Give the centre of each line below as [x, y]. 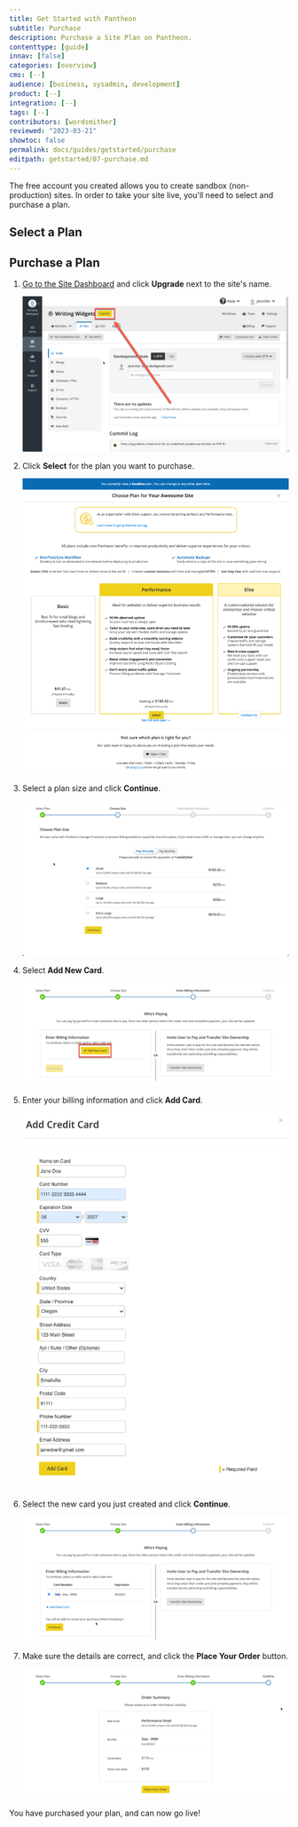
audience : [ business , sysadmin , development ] [94, 84]
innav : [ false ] [37, 56]
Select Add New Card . [63, 970]
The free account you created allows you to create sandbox [118, 186]
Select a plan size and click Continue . [91, 788]
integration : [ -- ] [43, 103]
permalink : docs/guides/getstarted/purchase [93, 150]
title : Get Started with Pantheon [73, 19]
